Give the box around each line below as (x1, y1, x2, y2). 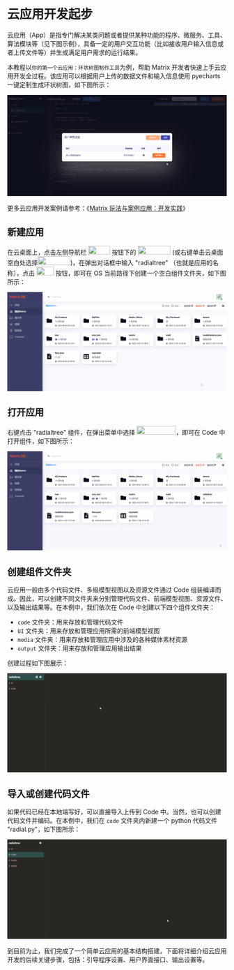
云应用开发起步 (7, 6, 93, 22)
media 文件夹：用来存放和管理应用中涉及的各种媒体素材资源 (17, 635, 188, 643)
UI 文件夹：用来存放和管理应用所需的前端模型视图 (17, 626, 160, 635)
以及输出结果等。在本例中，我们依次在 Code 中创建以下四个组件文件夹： (7, 603, 216, 611)
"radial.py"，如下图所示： (7, 825, 81, 834)
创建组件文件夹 (7, 566, 72, 578)
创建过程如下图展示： (7, 659, 68, 667)
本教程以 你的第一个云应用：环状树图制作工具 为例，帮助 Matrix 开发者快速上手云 (7, 63, 221, 71)
